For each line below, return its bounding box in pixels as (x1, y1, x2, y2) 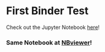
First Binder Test (6, 4, 89, 18)
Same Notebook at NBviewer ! (6, 38, 93, 47)
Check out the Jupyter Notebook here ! (6, 24, 100, 31)
